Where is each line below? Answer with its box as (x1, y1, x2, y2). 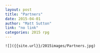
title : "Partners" (5, 12, 43, 17)
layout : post (5, 7, 32, 12)
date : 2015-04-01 (5, 16, 41, 21)
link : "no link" (5, 26, 38, 30)
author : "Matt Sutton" (5, 21, 52, 26)
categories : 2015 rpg (5, 30, 50, 35)
